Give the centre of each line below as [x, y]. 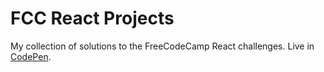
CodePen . [31, 56]
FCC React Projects [92, 18]
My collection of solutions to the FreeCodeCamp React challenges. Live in [162, 46]
